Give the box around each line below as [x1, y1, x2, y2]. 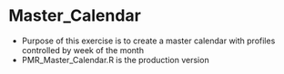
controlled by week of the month [21, 44, 145, 55]
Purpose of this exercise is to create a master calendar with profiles [21, 35, 276, 46]
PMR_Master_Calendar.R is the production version [21, 54, 210, 65]
